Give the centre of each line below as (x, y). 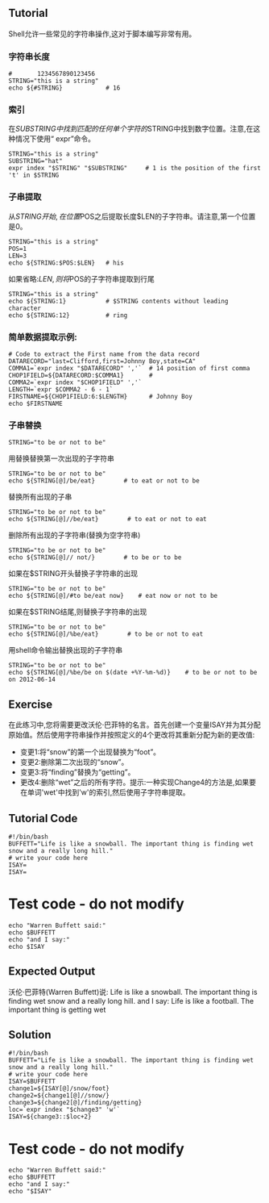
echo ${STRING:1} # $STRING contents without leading (118, 301)
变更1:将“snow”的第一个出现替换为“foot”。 (90, 752)
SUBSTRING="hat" (35, 161)
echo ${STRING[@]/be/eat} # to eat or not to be (104, 481)
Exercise (31, 704)
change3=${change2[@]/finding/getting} (75, 1103)
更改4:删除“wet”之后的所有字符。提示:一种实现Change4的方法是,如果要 (138, 783)
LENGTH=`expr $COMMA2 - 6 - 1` (61, 390)
